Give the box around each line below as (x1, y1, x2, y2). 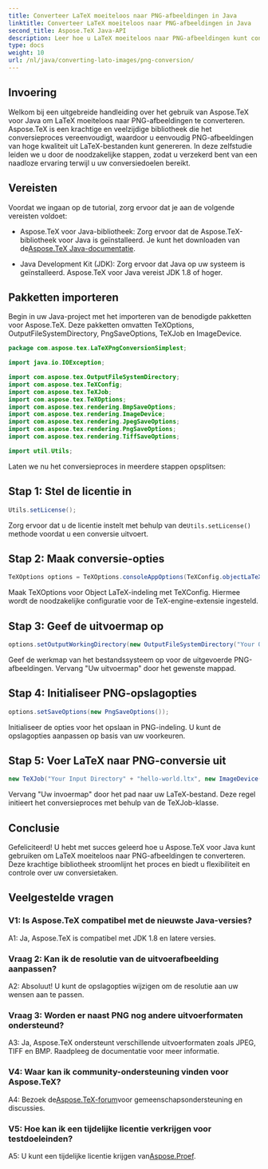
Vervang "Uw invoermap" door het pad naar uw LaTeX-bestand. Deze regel (8, 789, 256, 800)
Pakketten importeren (8, 290, 119, 304)
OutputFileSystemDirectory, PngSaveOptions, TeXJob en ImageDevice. (8, 329, 242, 338)
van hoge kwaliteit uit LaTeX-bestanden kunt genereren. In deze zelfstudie (8, 141, 253, 150)
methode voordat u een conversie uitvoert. (8, 529, 149, 538)
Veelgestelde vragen (8, 891, 114, 904)
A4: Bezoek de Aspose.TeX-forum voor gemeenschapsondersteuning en (8, 1095, 243, 1104)
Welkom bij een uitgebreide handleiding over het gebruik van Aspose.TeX (8, 107, 249, 117)
